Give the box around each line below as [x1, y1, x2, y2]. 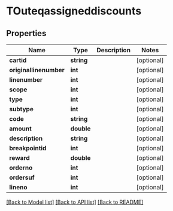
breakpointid [9, 144, 47, 152]
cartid [9, 56, 27, 64]
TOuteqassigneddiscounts [6, 4, 142, 18]
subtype [9, 105, 34, 113]
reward [9, 154, 30, 162]
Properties [6, 28, 47, 38]
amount [9, 124, 32, 133]
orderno [9, 164, 33, 172]
